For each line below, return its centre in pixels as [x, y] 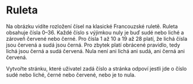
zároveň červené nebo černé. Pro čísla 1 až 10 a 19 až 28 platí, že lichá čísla [97, 38]
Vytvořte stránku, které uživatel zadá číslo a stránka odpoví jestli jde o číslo [96, 68]
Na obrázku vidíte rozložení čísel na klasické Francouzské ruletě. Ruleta [92, 26]
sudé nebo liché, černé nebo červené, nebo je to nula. [71, 75]
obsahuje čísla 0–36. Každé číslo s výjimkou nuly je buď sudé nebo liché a [95, 32]
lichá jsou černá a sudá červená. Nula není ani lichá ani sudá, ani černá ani [95, 51]
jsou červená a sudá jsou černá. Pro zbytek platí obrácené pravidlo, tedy [93, 45]
